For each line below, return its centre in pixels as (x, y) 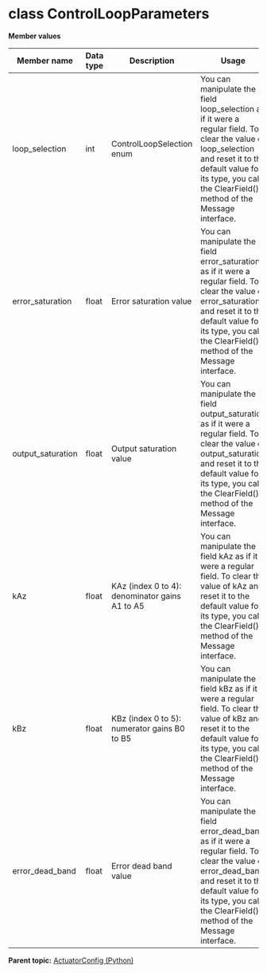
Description (152, 61)
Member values (35, 36)
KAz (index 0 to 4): (146, 586)
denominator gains (146, 596)
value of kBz (223, 718)
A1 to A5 (128, 606)
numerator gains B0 (148, 728)
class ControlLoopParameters (109, 14)
